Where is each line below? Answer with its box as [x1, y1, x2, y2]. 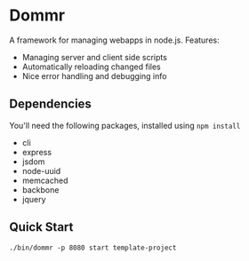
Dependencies [9, 97, 92, 112]
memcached [21, 175, 68, 186]
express [21, 146, 52, 157]
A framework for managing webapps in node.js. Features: [9, 35, 220, 45]
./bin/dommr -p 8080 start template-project [9, 243, 177, 252]
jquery [21, 194, 46, 204]
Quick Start [9, 219, 74, 235]
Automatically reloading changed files [21, 61, 162, 72]
